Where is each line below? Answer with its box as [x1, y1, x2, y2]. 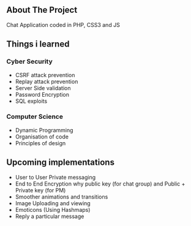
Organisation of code [15, 133, 69, 140]
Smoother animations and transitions [15, 193, 108, 200]
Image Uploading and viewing [15, 199, 91, 207]
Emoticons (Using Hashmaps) [15, 206, 91, 213]
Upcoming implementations [6, 157, 115, 168]
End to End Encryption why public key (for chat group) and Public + [15, 180, 185, 187]
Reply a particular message [15, 213, 84, 220]
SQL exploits [15, 97, 48, 105]
